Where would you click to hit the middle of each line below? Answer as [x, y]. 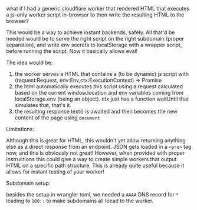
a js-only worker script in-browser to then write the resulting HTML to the [95, 15]
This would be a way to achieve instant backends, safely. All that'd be [91, 32]
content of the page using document [57, 118]
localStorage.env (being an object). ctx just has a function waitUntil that [101, 99]
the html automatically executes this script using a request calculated [99, 86]
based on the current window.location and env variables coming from [99, 93]
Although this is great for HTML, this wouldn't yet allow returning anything [96, 140]
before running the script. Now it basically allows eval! [72, 51]
